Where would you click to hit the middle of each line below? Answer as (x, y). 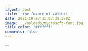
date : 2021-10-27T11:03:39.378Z (37, 18)
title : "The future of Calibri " (39, 14)
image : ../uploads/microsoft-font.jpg (44, 23)
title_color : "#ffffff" (29, 27)
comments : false (21, 32)
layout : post (18, 9)
